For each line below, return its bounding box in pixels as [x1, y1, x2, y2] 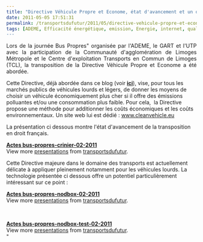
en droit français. [6, 130, 49, 137]
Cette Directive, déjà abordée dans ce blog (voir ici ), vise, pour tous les [6, 80, 184, 87]
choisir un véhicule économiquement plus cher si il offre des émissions [6, 92, 183, 100]
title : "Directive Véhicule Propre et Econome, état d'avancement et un [6, 8, 193, 15]
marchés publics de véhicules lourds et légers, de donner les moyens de [6, 86, 187, 94]
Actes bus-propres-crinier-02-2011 [6, 141, 97, 148]
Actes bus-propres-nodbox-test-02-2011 [6, 220, 112, 228]
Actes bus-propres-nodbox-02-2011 [6, 191, 100, 198]
